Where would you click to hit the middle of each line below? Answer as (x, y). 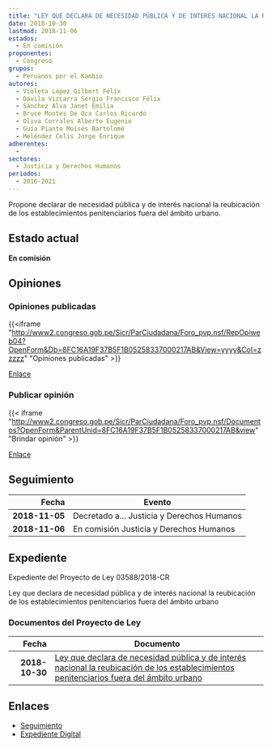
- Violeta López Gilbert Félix (68, 91)
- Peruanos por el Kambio (59, 76)
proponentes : (30, 53)
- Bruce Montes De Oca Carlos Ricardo (81, 114)
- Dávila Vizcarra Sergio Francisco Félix (88, 99)
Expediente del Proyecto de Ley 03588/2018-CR (89, 577)
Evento (157, 503)
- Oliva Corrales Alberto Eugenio (74, 121)
